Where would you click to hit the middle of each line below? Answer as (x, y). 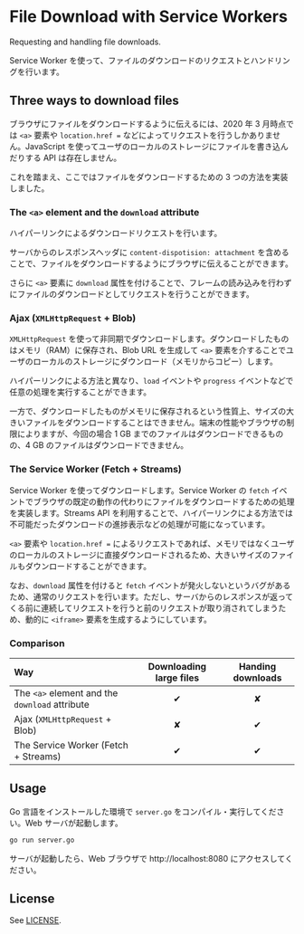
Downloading (177, 666)
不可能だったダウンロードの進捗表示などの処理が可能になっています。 (139, 524)
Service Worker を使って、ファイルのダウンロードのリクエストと (130, 60)
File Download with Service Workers (148, 17)
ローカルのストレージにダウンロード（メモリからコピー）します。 (156, 362)
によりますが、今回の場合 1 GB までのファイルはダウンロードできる (142, 434)
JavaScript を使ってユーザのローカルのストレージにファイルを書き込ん (157, 146)
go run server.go (42, 840)
